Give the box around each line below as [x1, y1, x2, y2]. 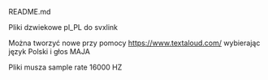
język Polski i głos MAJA [8, 47, 91, 56]
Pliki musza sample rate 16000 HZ [8, 62, 123, 72]
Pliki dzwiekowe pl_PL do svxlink [8, 23, 119, 32]
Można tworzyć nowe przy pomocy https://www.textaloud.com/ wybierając [8, 38, 261, 48]
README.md [8, 7, 51, 16]
